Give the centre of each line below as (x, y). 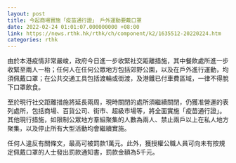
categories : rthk (33, 40)
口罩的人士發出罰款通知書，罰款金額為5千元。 (92, 152)
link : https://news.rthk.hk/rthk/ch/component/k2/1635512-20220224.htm (114, 33)
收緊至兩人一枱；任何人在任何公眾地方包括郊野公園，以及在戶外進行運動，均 (118, 70)
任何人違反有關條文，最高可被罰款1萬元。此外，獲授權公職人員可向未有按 (113, 143)
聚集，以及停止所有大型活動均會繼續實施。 (69, 129)
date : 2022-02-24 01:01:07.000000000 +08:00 (73, 27)
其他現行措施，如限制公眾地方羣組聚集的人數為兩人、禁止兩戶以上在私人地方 (118, 119)
